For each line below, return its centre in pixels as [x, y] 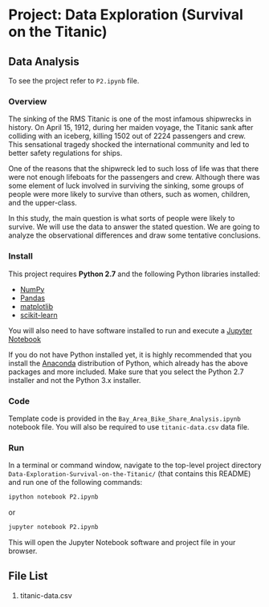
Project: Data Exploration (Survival [126, 15]
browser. [23, 551]
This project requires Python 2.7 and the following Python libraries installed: [134, 274]
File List [28, 576]
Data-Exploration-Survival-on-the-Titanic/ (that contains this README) [130, 474]
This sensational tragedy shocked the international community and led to [129, 145]
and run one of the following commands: [75, 483]
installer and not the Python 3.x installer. [75, 380]
